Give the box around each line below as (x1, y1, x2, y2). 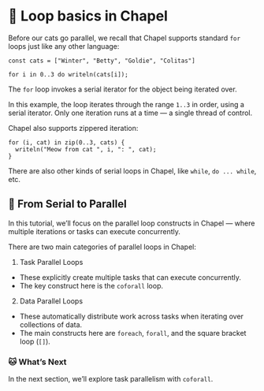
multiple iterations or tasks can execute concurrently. (8, 226, 181, 236)
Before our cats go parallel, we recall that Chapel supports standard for (8, 33, 241, 43)
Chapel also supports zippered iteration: (8, 123, 139, 132)
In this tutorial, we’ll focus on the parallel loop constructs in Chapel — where (8, 218, 255, 228)
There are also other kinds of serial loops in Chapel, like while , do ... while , (8, 166, 257, 176)
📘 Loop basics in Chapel (8, 7, 168, 25)
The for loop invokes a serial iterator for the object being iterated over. (8, 84, 238, 94)
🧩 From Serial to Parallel (8, 197, 128, 211)
